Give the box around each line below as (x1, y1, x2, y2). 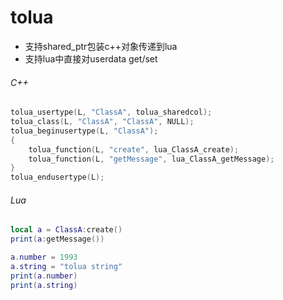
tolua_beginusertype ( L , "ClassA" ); (10, 126, 159, 136)
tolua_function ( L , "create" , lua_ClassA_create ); (28, 144, 240, 155)
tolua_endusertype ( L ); (10, 172, 105, 183)
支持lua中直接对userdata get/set (24, 52, 158, 65)
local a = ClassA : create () (10, 225, 123, 235)
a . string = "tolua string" (10, 261, 123, 271)
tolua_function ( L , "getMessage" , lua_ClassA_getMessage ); (28, 154, 275, 164)
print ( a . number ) (10, 271, 78, 281)
